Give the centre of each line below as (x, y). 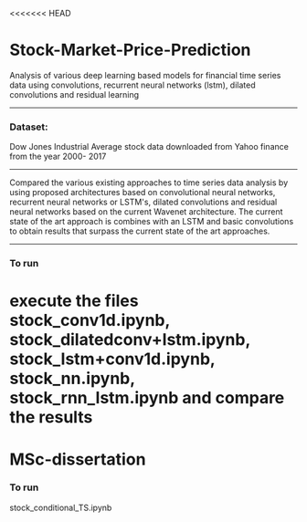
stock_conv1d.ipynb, (90, 321)
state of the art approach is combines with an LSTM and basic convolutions (152, 222)
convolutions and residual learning (74, 94)
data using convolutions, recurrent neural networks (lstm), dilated (132, 85)
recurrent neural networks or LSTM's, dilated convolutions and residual (143, 202)
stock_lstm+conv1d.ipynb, (112, 359)
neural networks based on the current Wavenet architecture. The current (146, 212)
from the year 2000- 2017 (58, 157)
